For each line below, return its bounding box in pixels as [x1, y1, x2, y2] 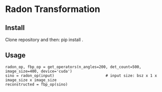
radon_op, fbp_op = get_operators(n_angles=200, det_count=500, [5, 64, 142, 69]
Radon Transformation [5, 3, 101, 15]
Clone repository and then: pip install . [5, 36, 84, 42]
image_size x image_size [5, 77, 57, 82]
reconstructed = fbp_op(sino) [5, 81, 68, 87]
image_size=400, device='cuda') [5, 68, 72, 73]
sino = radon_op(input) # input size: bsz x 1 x [5, 73, 157, 78]
